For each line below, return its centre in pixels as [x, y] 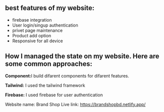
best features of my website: [50, 8]
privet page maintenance [37, 30]
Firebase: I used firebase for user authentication [54, 95]
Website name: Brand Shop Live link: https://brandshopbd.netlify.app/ [75, 104]
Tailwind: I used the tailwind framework [45, 85]
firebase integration [32, 20]
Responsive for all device [37, 41]
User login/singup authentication [45, 25]
